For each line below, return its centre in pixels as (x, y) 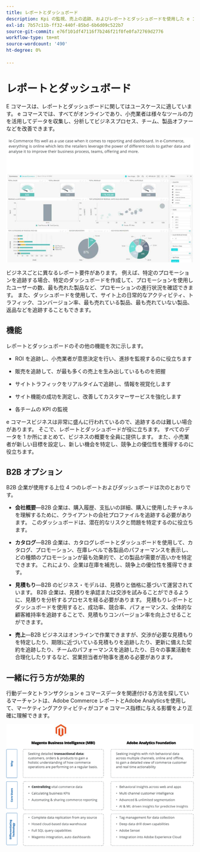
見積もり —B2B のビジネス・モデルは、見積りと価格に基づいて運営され (101, 585)
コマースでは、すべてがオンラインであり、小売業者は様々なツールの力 (107, 114)
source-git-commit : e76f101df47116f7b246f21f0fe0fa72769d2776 (85, 32)
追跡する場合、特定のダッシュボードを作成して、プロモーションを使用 (102, 280)
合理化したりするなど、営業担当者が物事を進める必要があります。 (95, 657)
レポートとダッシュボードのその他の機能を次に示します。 (76, 346)
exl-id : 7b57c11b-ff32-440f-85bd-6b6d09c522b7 (65, 25)
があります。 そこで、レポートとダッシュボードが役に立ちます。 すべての (95, 429)
